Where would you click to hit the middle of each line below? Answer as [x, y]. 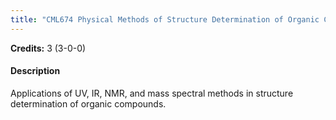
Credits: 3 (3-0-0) [48, 48]
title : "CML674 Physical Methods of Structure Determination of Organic [165, 19]
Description [35, 71]
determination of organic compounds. [88, 103]
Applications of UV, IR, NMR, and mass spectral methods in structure [152, 93]
